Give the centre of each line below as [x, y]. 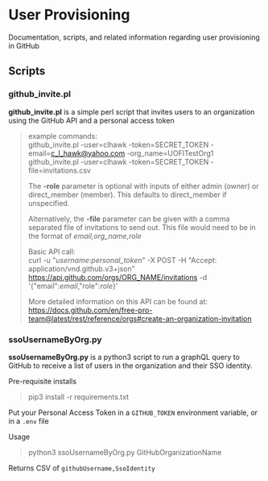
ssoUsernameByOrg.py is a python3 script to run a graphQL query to [124, 357]
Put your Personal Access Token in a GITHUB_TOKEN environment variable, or [133, 412]
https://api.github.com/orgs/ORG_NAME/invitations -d [118, 277]
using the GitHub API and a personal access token [91, 120]
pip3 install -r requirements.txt [78, 396]
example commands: [63, 136]
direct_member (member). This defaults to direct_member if [127, 194]
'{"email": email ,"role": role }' [73, 286]
